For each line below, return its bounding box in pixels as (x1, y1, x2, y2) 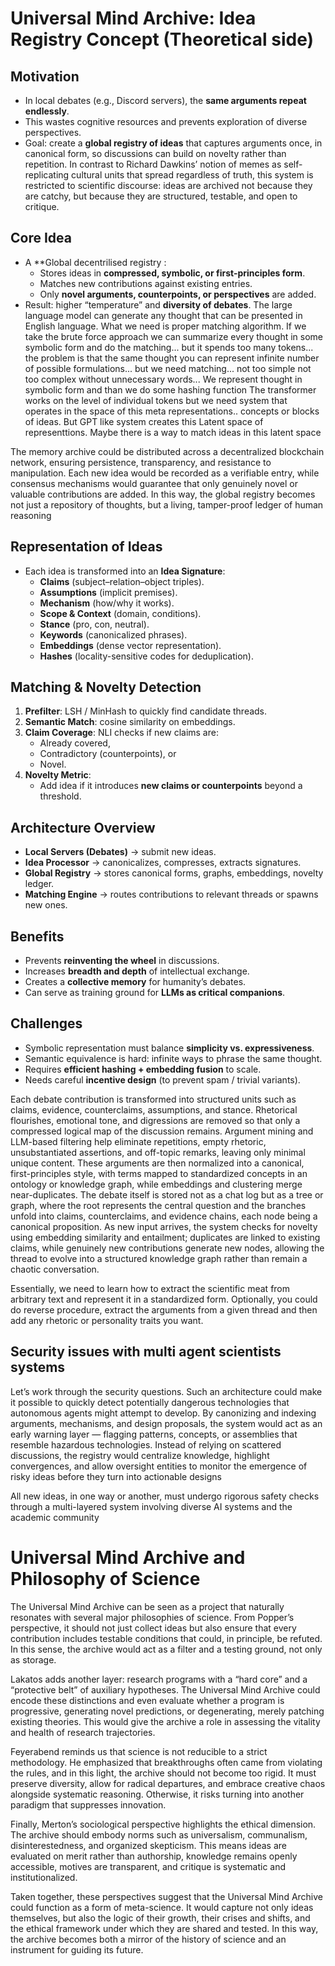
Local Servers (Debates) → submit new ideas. (24, 846, 217, 858)
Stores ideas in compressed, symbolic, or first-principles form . (39, 267, 306, 279)
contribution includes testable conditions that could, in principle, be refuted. (10, 1632, 323, 1644)
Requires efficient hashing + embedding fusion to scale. (24, 1063, 262, 1075)
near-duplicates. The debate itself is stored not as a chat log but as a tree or (10, 1188, 324, 1201)
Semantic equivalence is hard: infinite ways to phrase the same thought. (24, 1052, 323, 1064)
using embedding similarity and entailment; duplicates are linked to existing (10, 1231, 321, 1243)
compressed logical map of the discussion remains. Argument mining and (10, 1125, 314, 1137)
